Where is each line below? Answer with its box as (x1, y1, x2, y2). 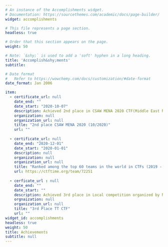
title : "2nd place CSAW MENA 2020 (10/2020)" (14, 122, 111, 128)
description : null (14, 150, 52, 155)
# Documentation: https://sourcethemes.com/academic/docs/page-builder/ (5, 12, 160, 17)
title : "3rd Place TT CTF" (14, 206, 70, 211)
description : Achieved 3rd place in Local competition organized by (14, 192, 160, 197)
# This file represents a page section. (5, 26, 91, 31)
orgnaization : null (14, 197, 55, 202)
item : (5, 90, 16, 95)
